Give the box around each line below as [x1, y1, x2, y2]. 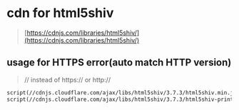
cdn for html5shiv [6, 5, 114, 21]
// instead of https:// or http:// [24, 75, 111, 84]
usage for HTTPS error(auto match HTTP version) [6, 57, 232, 69]
